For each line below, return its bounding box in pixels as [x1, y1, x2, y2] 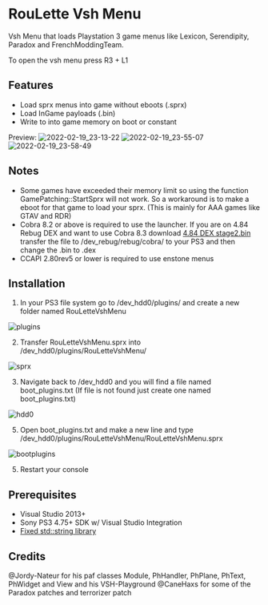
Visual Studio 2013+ [19, 510, 86, 519]
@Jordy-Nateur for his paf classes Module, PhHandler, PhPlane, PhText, [8, 571, 246, 580]
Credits [8, 550, 46, 563]
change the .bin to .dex [19, 245, 96, 255]
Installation [8, 276, 66, 290]
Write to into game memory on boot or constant [19, 117, 178, 127]
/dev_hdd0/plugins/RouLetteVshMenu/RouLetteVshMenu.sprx [19, 434, 224, 443]
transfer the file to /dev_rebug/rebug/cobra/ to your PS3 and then [19, 236, 236, 246]
